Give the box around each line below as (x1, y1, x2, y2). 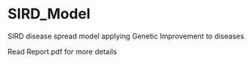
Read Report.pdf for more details (7, 46, 117, 56)
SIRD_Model (7, 5, 91, 23)
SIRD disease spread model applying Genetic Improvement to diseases (7, 31, 245, 41)
